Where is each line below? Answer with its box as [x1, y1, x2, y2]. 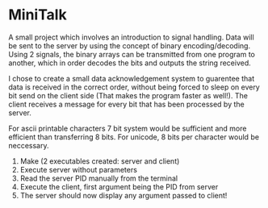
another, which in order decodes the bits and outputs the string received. [8, 58, 252, 68]
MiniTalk [8, 6, 67, 24]
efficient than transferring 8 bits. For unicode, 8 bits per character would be [8, 131, 260, 142]
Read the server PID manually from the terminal [19, 173, 178, 183]
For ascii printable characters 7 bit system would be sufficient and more [8, 123, 247, 133]
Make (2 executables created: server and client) [19, 156, 180, 166]
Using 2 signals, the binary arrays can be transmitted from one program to [8, 49, 256, 59]
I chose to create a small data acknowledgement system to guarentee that [8, 73, 255, 83]
